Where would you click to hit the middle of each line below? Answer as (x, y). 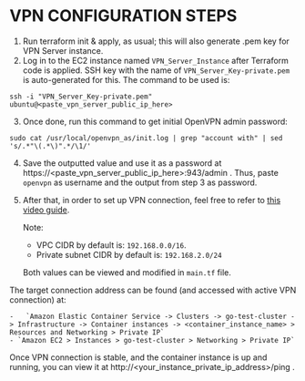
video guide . (46, 210)
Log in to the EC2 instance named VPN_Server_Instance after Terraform (156, 60)
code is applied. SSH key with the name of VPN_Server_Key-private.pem (156, 70)
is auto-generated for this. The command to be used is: (126, 79)
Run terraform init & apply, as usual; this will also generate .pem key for (156, 41)
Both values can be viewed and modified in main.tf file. (127, 272)
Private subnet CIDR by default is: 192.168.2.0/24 (129, 254)
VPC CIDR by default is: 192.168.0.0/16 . (111, 245)
